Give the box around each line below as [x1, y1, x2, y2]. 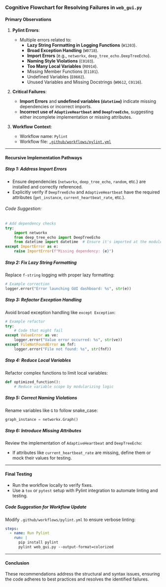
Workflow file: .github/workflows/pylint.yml [19, 138, 111, 145]
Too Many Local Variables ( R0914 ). [27, 64, 98, 69]
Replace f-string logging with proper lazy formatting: [5, 272, 115, 278]
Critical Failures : [12, 89, 47, 95]
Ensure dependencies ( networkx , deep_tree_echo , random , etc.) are [12, 178, 146, 185]
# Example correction [5, 281, 50, 286]
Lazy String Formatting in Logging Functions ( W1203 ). [27, 42, 137, 48]
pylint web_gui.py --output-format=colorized [18, 545, 114, 550]
